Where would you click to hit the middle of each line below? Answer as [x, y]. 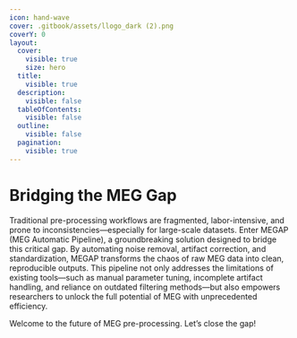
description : [42, 92]
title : [30, 76]
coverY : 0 [28, 34]
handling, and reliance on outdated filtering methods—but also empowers [145, 287]
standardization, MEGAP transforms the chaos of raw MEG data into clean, [147, 258]
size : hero [46, 68]
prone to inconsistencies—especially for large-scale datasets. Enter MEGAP [149, 230]
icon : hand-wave [39, 17]
